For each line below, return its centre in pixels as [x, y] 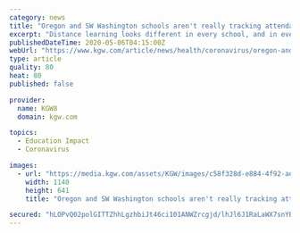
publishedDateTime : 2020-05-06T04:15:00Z [87, 42]
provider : [28, 100]
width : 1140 [47, 182]
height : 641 [47, 190]
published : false [42, 84]
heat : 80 [25, 76]
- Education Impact [54, 141]
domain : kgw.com [47, 117]
